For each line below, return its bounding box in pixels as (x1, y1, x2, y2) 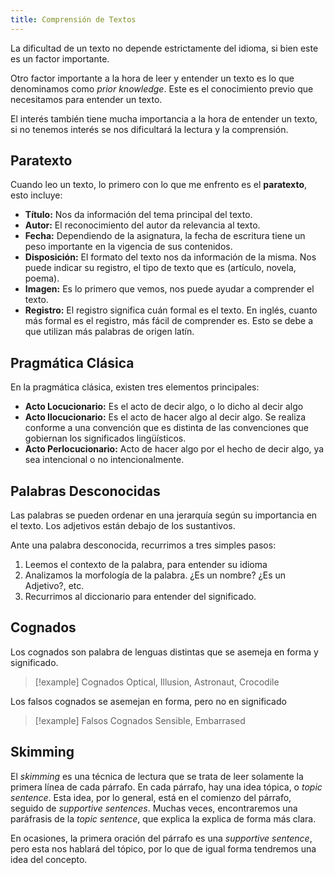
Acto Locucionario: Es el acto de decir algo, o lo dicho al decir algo (24, 401, 304, 413)
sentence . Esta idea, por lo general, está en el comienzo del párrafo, (10, 791, 292, 803)
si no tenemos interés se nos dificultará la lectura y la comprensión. (10, 123, 289, 135)
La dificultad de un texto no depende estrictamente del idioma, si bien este (10, 42, 319, 54)
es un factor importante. (10, 52, 110, 65)
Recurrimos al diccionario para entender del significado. (24, 591, 257, 603)
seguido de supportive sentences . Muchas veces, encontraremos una (10, 802, 298, 814)
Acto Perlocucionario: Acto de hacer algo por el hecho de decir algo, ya (24, 443, 325, 455)
